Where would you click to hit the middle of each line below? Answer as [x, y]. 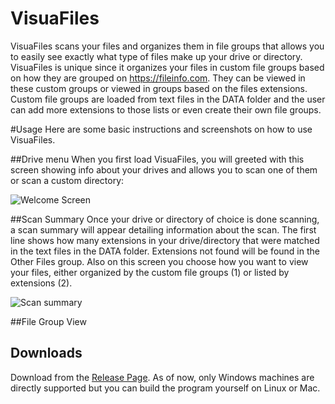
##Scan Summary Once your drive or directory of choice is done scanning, [165, 219]
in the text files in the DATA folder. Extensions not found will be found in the [165, 251]
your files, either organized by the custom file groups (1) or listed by [150, 272]
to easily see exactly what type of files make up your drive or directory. [156, 56]
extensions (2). [41, 283]
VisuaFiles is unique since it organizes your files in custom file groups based [167, 67]
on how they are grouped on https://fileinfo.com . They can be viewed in [158, 78]
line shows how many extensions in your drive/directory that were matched [165, 240]
